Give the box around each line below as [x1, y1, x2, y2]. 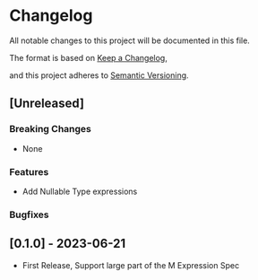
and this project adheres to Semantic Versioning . [9, 69, 190, 81]
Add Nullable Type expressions [21, 186, 138, 197]
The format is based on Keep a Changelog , [9, 52, 168, 63]
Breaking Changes [9, 123, 92, 136]
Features [9, 165, 49, 178]
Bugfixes [9, 208, 49, 221]
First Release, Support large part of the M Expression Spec [21, 259, 240, 270]
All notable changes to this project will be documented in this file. [9, 35, 251, 46]
